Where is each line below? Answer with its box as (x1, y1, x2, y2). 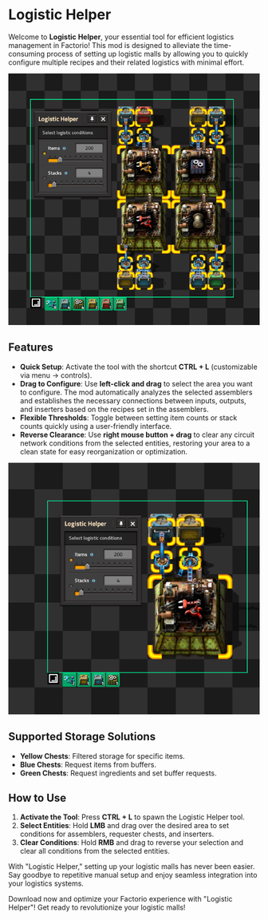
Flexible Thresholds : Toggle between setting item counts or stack (19, 413, 238, 422)
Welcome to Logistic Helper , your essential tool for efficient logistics (8, 32, 235, 42)
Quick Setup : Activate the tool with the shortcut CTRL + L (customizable (19, 362, 258, 371)
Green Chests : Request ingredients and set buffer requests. (19, 768, 217, 778)
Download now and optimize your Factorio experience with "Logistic (8, 894, 233, 904)
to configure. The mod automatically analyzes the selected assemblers (19, 387, 253, 397)
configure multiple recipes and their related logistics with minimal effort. (8, 57, 245, 67)
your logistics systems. (8, 878, 84, 888)
